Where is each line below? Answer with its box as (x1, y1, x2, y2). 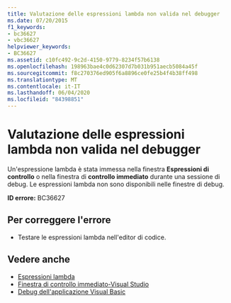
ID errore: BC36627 (7, 193, 65, 202)
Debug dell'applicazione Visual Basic (17, 287, 126, 296)
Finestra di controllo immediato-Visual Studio (17, 280, 150, 288)
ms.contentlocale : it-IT (7, 83, 81, 90)
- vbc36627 (7, 37, 40, 44)
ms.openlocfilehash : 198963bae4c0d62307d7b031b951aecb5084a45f (7, 63, 198, 70)
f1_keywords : (7, 23, 46, 30)
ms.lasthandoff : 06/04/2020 (7, 89, 91, 96)
